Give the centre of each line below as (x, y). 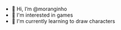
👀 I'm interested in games (42, 15)
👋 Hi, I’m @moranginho (39, 9)
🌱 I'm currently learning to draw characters (63, 21)
